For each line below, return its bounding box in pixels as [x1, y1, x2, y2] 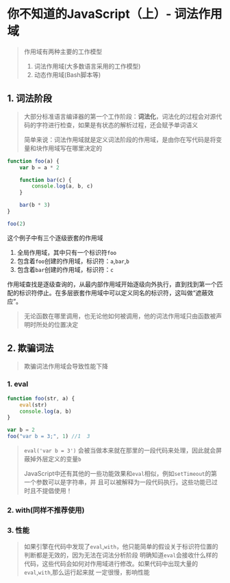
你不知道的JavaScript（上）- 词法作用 [7, 6, 222, 22]
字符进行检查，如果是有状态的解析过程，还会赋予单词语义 [36, 121, 199, 129]
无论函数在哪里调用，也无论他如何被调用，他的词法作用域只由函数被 [23, 312, 216, 320]
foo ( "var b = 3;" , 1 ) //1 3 [7, 433, 90, 440]
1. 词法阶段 [7, 93, 53, 104]
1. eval [7, 379, 29, 389]
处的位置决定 [42, 320, 79, 328]
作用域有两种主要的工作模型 [23, 47, 103, 56]
